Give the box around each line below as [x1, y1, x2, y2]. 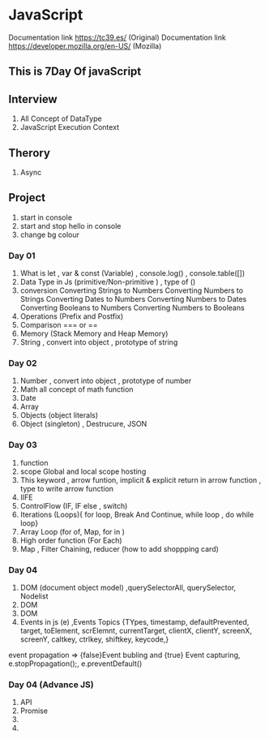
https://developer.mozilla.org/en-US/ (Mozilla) [8, 41, 162, 50]
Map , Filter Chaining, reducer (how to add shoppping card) [19, 544, 219, 553]
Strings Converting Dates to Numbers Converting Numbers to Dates [19, 294, 247, 304]
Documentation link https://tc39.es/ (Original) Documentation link [8, 32, 227, 42]
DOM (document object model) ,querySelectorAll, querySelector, [19, 582, 237, 592]
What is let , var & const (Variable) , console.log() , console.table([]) [19, 269, 246, 278]
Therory [8, 146, 51, 160]
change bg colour [19, 230, 79, 239]
